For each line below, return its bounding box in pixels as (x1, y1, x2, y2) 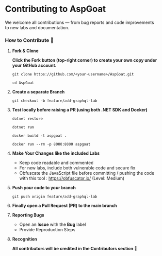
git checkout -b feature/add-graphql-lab (12, 98, 97, 103)
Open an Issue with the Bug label (19, 221, 86, 227)
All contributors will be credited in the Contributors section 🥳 (12, 246, 137, 252)
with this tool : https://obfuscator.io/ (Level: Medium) (19, 175, 125, 181)
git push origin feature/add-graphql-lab (12, 194, 97, 199)
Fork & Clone (12, 48, 39, 54)
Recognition (12, 236, 37, 242)
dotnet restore (12, 116, 43, 121)
